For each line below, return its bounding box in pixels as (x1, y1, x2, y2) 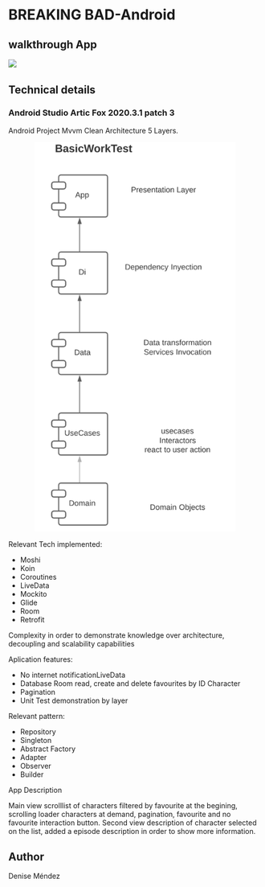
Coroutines (19, 573, 57, 582)
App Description (8, 786, 63, 795)
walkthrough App (8, 38, 98, 51)
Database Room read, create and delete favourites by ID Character (19, 679, 241, 688)
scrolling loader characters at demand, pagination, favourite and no (8, 810, 231, 819)
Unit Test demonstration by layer (19, 696, 128, 705)
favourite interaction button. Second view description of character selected (8, 818, 257, 827)
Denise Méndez (8, 871, 60, 881)
